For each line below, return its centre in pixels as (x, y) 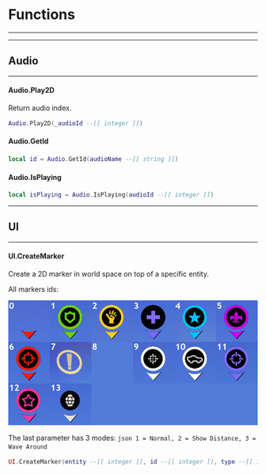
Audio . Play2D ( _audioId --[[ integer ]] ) (76, 123)
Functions (42, 15)
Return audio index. (40, 108)
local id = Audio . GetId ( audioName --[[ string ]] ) (93, 159)
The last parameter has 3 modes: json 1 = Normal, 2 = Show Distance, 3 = (132, 438)
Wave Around (28, 447)
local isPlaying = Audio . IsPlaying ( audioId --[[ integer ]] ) (111, 195)
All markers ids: (34, 289)
